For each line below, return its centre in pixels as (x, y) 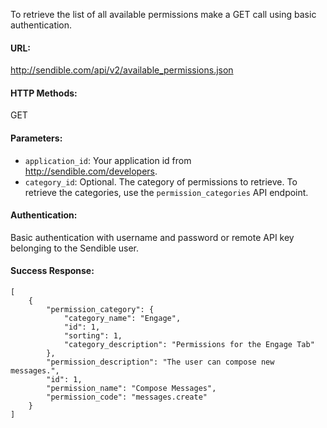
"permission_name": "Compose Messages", (131, 389)
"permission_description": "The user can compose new (160, 362)
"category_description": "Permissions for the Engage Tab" (189, 345)
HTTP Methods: (44, 93)
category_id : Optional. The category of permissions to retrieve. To (161, 181)
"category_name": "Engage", (122, 319)
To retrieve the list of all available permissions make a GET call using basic (163, 14)
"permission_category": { (100, 310)
